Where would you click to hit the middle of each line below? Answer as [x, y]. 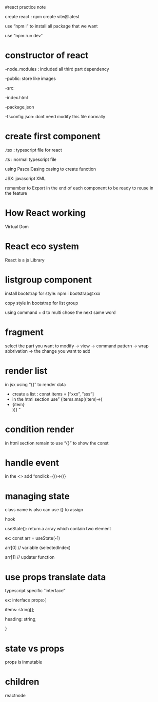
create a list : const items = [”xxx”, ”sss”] [53, 394]
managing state [37, 496]
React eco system [42, 246]
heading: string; [21, 619]
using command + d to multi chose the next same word [60, 312]
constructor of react [47, 55]
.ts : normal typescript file [31, 159]
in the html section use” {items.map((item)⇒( [57, 399]
